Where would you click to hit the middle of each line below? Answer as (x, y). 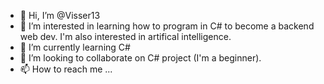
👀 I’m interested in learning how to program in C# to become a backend (167, 26)
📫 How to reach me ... (66, 69)
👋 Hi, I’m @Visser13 (60, 15)
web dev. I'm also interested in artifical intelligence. (125, 36)
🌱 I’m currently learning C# (75, 47)
